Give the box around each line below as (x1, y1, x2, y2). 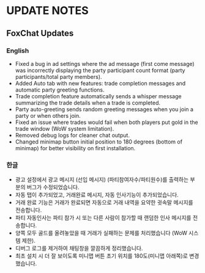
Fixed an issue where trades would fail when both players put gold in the (15, 118, 198, 126)
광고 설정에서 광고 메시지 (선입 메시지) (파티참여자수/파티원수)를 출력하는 (15, 176, 189, 183)
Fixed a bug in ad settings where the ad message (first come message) (15, 60, 195, 67)
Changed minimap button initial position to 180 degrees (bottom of (15, 138, 182, 145)
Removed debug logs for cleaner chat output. (15, 131, 130, 139)
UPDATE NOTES (6, 4, 89, 18)
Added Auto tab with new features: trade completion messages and (15, 79, 186, 87)
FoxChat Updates (6, 28, 74, 38)
